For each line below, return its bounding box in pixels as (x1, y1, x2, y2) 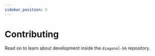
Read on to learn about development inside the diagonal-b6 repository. (4, 45, 150, 51)
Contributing (4, 28, 59, 40)
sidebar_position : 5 (4, 7, 48, 12)
